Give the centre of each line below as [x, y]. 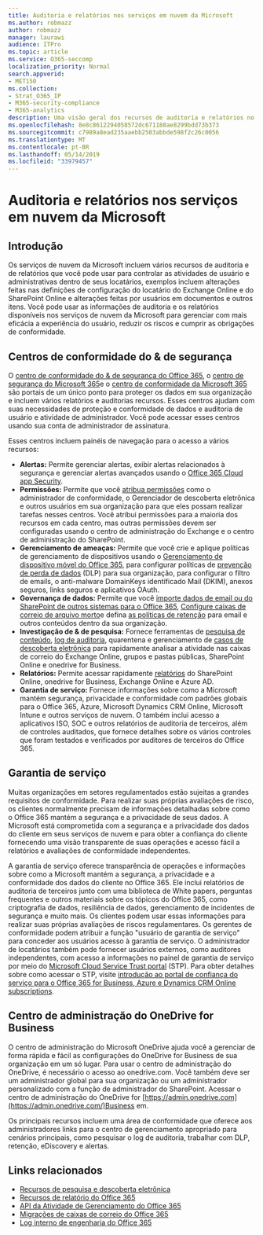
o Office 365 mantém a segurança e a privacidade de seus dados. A [119, 817]
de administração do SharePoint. [72, 539]
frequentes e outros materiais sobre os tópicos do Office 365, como [118, 899]
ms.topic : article [38, 52]
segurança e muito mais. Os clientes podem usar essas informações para [127, 916]
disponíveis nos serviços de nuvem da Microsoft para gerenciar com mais [128, 315]
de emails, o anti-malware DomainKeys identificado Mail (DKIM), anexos [136, 581]
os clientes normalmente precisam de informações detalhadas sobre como [129, 809]
